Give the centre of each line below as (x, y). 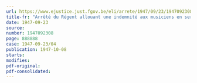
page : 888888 (22, 39)
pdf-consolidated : (28, 71)
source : (16, 28)
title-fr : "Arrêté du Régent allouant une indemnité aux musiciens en (94, 17)
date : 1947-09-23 (27, 22)
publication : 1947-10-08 (36, 50)
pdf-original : (23, 66)
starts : (16, 55)
